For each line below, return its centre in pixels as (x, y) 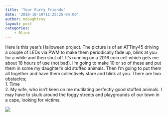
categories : (17, 28)
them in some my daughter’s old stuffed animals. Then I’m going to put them (83, 68)
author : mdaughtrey (25, 19)
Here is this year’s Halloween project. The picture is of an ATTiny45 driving (82, 47)
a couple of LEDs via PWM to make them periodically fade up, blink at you (81, 52)
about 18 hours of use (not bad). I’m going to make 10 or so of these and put (83, 63)
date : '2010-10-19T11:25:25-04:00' (42, 14)
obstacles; (16, 79)
